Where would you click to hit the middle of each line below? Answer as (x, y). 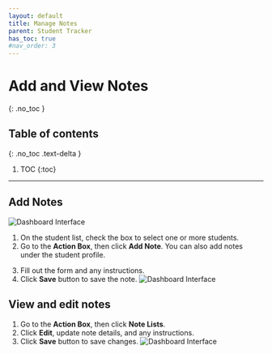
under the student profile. (63, 254)
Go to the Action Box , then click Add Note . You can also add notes (132, 246)
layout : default (36, 16)
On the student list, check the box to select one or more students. (130, 237)
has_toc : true (32, 38)
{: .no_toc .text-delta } (45, 153)
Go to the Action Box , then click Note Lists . (93, 324)
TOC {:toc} (38, 169)
